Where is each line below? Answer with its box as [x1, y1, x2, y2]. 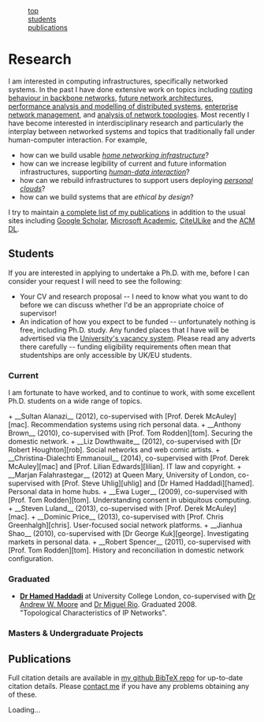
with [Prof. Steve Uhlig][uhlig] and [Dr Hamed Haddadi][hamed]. [46, 478, 255, 488]
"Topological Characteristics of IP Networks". [19, 608, 167, 618]
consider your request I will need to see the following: [8, 276, 183, 285]
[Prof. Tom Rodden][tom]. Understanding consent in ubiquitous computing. [8, 495, 252, 505]
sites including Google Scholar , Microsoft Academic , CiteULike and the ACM [8, 215, 256, 225]
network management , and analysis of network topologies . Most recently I [8, 110, 250, 119]
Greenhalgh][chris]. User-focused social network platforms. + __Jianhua [8, 520, 243, 530]
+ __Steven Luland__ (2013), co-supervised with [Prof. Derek [8, 504, 204, 513]
